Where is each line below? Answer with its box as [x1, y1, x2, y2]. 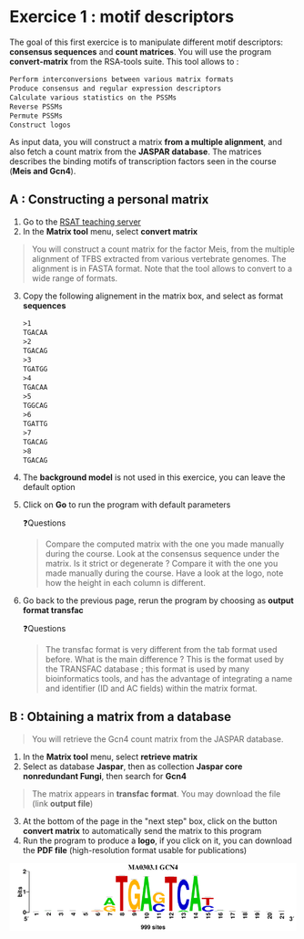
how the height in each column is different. [45, 577, 207, 588]
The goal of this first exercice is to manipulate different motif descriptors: [9, 37, 284, 47]
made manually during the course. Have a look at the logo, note [45, 568, 284, 579]
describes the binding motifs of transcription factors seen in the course [9, 155, 277, 166]
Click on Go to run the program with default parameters [22, 499, 231, 510]
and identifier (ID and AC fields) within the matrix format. [45, 683, 258, 694]
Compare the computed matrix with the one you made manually [45, 538, 285, 549]
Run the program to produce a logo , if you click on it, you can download [22, 835, 293, 846]
